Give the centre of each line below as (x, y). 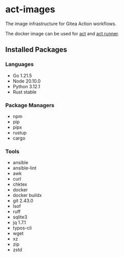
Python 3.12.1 (26, 86)
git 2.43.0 (23, 201)
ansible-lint (25, 168)
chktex (20, 184)
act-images (30, 9)
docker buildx (27, 195)
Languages (20, 64)
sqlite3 (20, 217)
